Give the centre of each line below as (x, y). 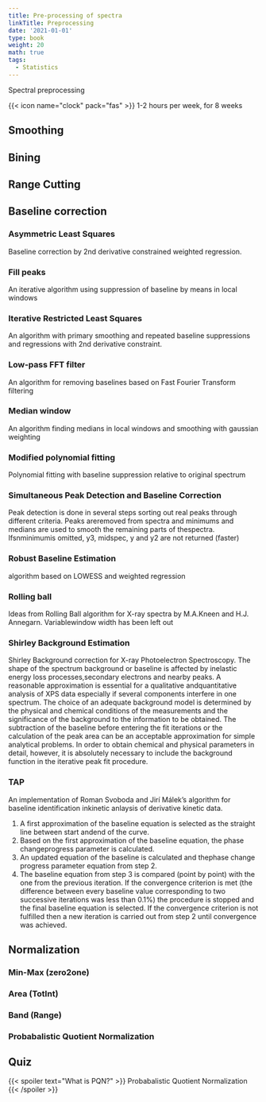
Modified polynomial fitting (62, 457)
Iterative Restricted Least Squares (75, 318)
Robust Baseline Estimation (62, 559)
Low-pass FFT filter (47, 365)
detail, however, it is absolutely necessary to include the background (120, 753)
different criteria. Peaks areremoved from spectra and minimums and (121, 521)
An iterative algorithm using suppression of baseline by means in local (123, 289)
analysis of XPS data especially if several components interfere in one (122, 694)
